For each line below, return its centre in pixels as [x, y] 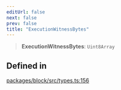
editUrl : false [26, 12]
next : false [21, 18]
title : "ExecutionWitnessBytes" [48, 29]
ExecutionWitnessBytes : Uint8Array [68, 47]
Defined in [27, 66]
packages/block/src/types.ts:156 [48, 81]
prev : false [21, 23]
